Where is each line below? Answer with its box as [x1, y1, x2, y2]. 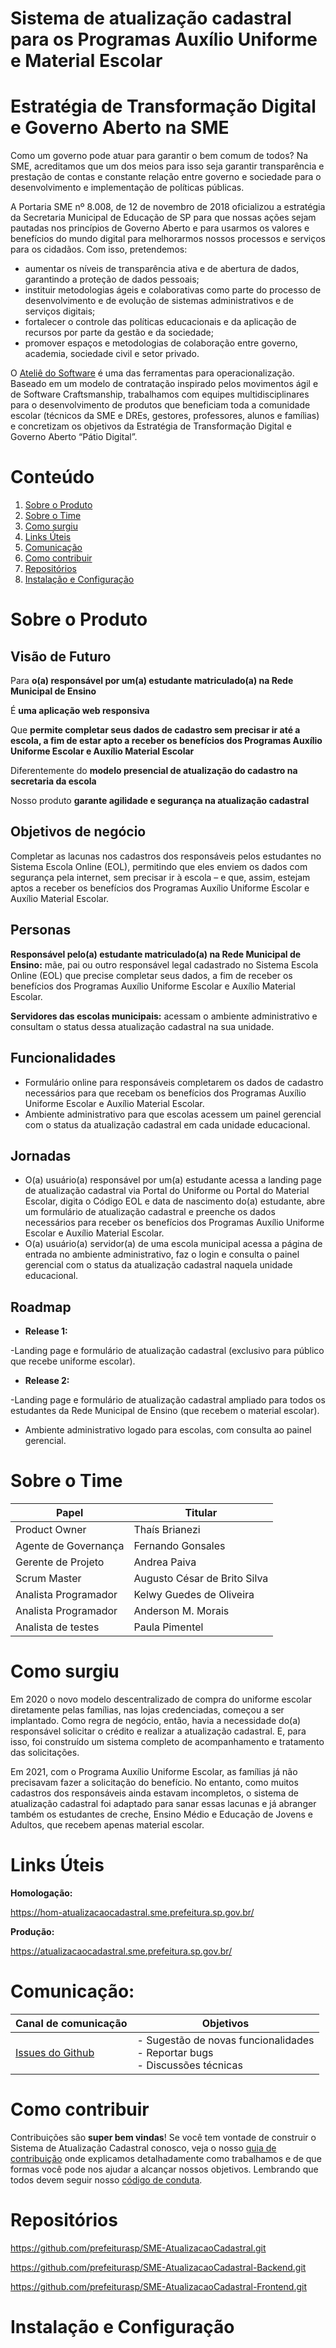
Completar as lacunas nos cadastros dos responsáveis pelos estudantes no [10, 850, 322, 862]
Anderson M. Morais [133, 1604, 230, 1618]
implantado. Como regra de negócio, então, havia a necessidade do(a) [10, 1715, 302, 1726]
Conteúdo [10, 466, 95, 489]
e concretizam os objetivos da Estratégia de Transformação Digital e [10, 420, 292, 432]
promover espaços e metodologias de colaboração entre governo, [24, 337, 298, 349]
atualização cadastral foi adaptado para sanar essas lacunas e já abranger [10, 1798, 317, 1809]
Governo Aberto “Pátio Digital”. [10, 431, 138, 443]
